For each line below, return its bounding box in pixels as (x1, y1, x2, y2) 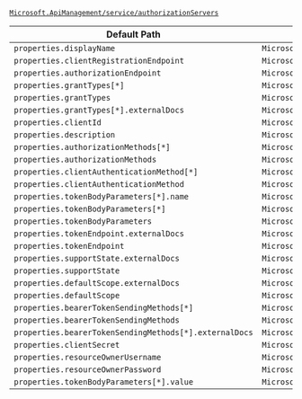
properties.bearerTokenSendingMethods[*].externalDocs (13, 328, 253, 337)
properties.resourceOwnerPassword (13, 365, 162, 375)
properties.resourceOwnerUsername (13, 352, 162, 362)
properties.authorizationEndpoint (13, 68, 162, 78)
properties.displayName (13, 43, 116, 53)
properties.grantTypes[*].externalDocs (13, 105, 184, 115)
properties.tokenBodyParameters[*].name (13, 191, 189, 201)
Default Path (106, 28, 161, 40)
